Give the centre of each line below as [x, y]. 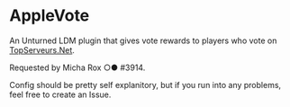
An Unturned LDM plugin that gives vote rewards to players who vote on [143, 40]
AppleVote [50, 16]
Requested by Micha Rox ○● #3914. [77, 67]
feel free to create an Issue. [60, 94]
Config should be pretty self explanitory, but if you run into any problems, [145, 85]
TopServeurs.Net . [42, 49]
